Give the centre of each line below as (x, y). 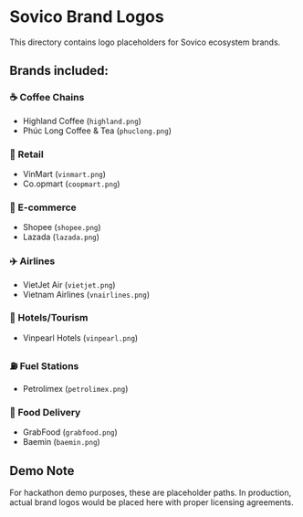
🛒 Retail (26, 154)
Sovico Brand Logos (87, 17)
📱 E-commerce (43, 207)
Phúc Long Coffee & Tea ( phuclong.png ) (97, 131)
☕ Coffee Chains (47, 98)
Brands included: (59, 71)
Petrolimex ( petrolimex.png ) (75, 389)
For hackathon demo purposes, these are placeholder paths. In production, (151, 493)
